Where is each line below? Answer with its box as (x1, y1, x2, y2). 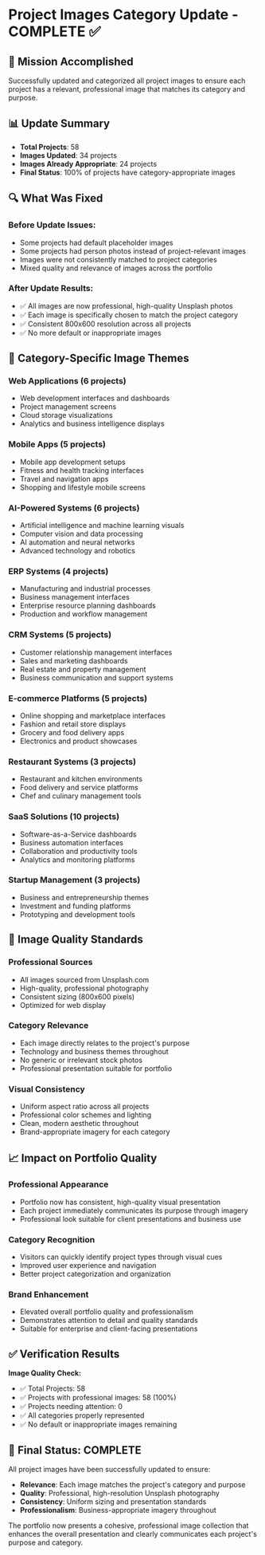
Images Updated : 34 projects (19, 150, 118, 160)
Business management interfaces (19, 592, 130, 602)
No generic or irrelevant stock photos (19, 1055, 143, 1065)
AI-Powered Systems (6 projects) (8, 502, 140, 514)
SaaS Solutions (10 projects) (8, 811, 120, 822)
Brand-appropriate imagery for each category (19, 1127, 170, 1137)
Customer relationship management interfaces (19, 648, 173, 657)
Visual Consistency (8, 1083, 85, 1094)
